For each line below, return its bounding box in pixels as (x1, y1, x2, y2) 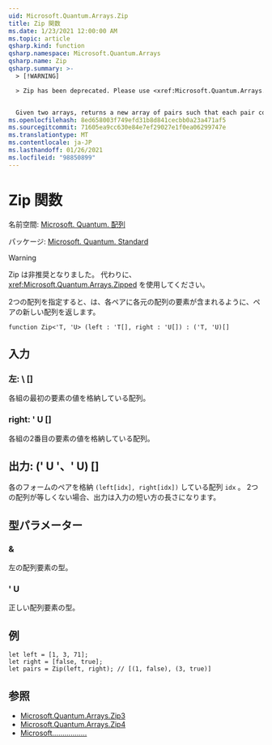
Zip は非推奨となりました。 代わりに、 (8, 269, 136, 279)
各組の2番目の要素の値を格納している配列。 (8, 433, 155, 443)
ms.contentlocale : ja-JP (8, 138, 92, 147)
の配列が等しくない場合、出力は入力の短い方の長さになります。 (8, 492, 221, 502)
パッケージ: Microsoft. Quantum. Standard (8, 236, 149, 246)
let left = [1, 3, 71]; (8, 651, 89, 659)
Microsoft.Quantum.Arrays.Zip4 (19, 719, 126, 729)
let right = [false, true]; (8, 658, 104, 666)
